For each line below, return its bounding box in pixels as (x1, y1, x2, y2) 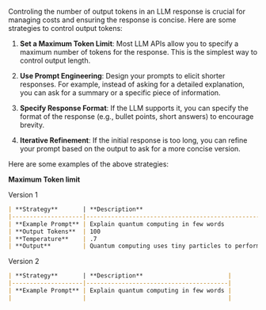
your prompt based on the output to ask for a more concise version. (19, 144, 241, 153)
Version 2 (8, 257, 40, 266)
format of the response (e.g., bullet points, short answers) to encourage (19, 112, 254, 121)
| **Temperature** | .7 (8, 235, 97, 243)
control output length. (19, 55, 91, 65)
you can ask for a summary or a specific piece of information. (19, 88, 221, 98)
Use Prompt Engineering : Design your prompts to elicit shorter (19, 71, 226, 80)
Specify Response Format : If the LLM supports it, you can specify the (19, 103, 249, 113)
